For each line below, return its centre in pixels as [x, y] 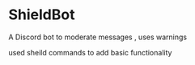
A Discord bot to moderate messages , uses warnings [98, 37]
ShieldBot [42, 15]
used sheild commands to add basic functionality [90, 52]
